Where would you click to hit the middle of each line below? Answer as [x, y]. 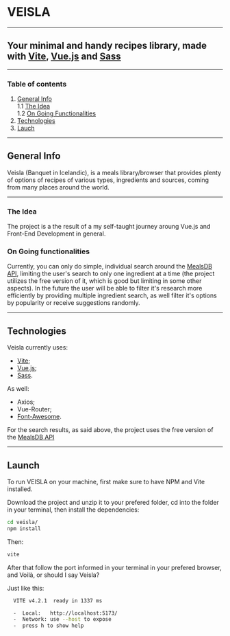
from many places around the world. [58, 187]
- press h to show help [49, 626]
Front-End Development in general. [56, 234]
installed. [20, 489]
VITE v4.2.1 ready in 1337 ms [58, 601]
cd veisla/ [23, 523]
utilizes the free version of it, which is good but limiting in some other [104, 281]
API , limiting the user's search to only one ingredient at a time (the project [111, 274]
